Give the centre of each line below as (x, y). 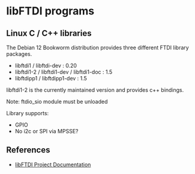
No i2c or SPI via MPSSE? (46, 131)
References (28, 150)
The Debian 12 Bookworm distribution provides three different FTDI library (97, 47)
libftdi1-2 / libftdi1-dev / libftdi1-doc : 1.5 (64, 72)
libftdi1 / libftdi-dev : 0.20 (46, 65)
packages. (19, 54)
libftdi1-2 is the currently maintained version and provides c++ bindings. (95, 90)
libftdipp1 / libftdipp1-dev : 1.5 (51, 78)
